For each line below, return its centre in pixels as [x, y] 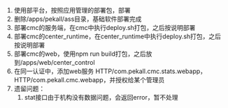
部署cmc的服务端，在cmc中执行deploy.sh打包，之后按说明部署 [105, 28]
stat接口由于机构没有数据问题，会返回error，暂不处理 [101, 97]
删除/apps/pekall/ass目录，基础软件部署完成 [78, 19]
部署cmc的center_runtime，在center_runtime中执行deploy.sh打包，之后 [117, 36]
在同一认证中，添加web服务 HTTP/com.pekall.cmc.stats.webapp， [110, 71]
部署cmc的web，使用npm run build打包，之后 [80, 54]
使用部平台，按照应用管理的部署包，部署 [72, 10]
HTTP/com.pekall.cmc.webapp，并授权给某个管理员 [89, 80]
